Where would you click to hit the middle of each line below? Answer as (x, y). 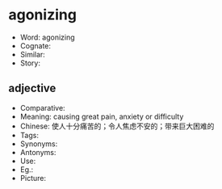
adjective (32, 88)
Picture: (33, 178)
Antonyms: (38, 152)
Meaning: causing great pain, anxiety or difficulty (102, 116)
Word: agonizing (47, 37)
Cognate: (35, 45)
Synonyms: (39, 144)
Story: (30, 63)
